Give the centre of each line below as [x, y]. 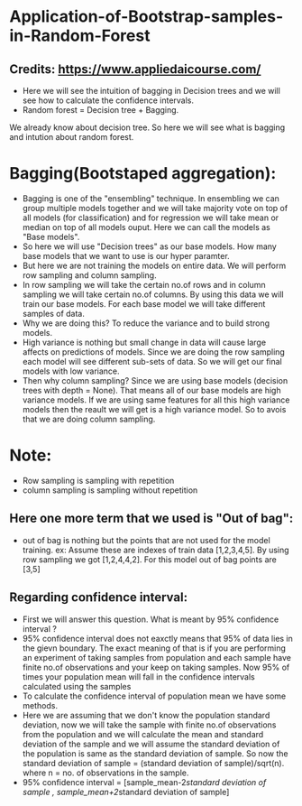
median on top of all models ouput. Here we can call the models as [146, 227]
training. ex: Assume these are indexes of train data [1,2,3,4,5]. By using [156, 550]
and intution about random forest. [72, 137]
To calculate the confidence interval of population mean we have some [154, 696]
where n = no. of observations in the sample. [105, 773]
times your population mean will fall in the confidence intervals [138, 676]
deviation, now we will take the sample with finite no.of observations [149, 725]
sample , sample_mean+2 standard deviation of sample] [126, 792]
